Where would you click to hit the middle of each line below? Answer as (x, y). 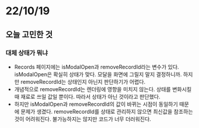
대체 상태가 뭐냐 (27, 53)
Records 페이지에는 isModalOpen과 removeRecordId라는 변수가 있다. (97, 67)
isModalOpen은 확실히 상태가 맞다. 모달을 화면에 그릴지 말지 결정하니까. (98, 74)
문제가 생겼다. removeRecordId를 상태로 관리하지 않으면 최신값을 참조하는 (107, 111)
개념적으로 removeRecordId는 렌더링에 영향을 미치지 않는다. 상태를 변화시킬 (103, 89)
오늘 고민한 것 (29, 34)
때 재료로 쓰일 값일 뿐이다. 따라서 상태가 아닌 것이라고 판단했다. (87, 96)
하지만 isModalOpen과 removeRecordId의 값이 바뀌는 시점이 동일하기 (96, 104)
